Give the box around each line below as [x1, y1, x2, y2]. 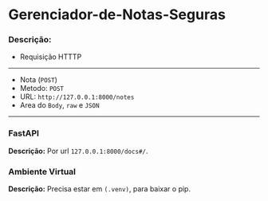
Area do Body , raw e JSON [19, 100, 100, 110]
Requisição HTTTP [19, 52, 82, 61]
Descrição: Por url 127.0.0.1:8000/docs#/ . [8, 146, 148, 156]
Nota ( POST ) [19, 75, 58, 85]
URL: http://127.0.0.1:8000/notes [19, 92, 135, 101]
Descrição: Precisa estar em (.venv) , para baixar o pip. [8, 184, 191, 194]
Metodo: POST [19, 84, 65, 93]
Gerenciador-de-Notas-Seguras [8, 6, 226, 24]
